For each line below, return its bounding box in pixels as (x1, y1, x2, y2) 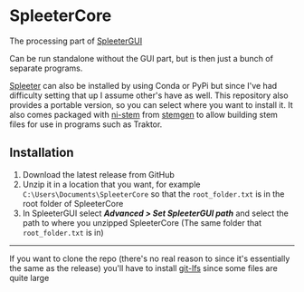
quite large (9, 272, 50, 283)
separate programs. (9, 63, 83, 73)
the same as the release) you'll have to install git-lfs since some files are (9, 262, 278, 273)
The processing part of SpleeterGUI (9, 35, 143, 46)
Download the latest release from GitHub (22, 169, 175, 180)
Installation (9, 145, 74, 161)
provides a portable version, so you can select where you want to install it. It (9, 99, 293, 110)
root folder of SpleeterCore (22, 198, 124, 209)
